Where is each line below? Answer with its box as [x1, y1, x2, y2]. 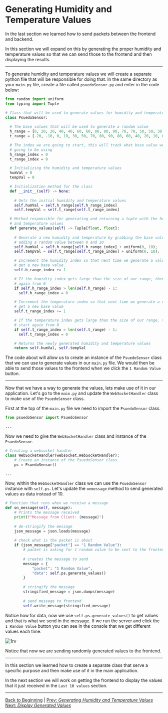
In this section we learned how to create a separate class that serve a [5, 662, 148, 668]
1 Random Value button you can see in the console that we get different [5, 623, 151, 629]
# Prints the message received [14, 510, 79, 515]
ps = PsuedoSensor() [14, 462, 57, 467]
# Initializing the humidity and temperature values [9, 165, 122, 171]
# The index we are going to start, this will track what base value [9, 142, 157, 147]
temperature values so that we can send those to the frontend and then [5, 51, 152, 57]
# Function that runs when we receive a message [5, 500, 108, 506]
